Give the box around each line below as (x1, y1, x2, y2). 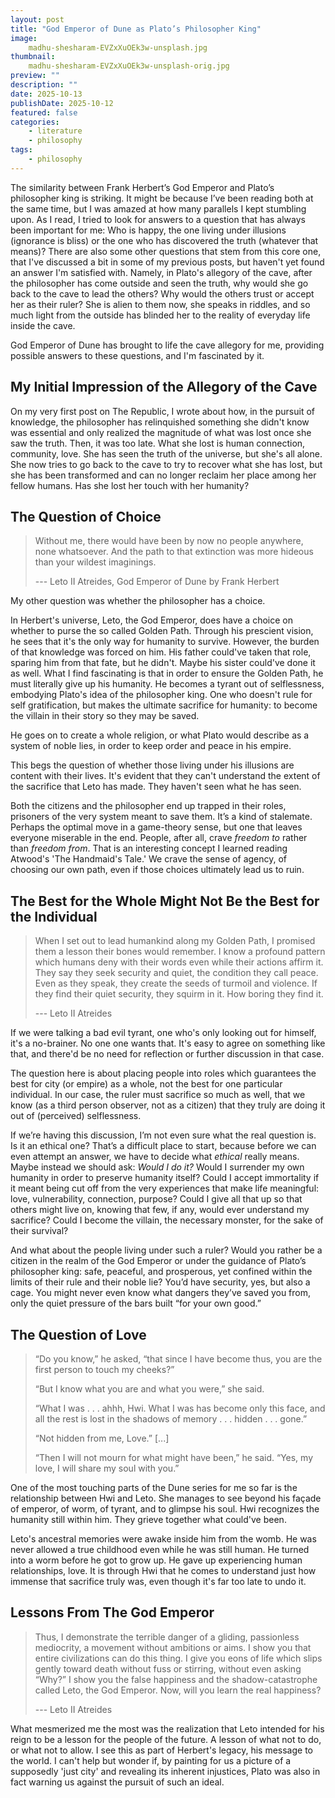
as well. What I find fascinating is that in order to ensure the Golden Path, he (10, 667, 324, 680)
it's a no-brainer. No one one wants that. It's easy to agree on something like (10, 1037, 326, 1050)
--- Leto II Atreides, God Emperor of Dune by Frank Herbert (34, 576, 280, 588)
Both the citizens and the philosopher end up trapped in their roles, (10, 800, 287, 812)
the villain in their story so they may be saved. (10, 710, 200, 722)
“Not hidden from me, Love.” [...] (34, 1432, 170, 1444)
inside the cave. (10, 319, 76, 331)
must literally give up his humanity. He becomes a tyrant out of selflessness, (10, 678, 325, 690)
